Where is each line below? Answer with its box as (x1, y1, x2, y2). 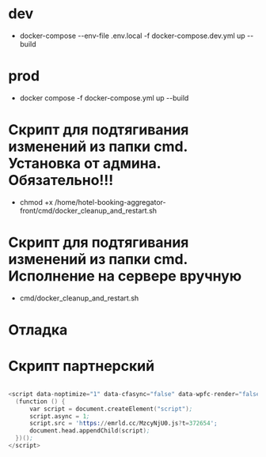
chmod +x (19, 197, 53, 206)
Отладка (8, 321, 68, 338)
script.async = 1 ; (28, 412, 90, 420)
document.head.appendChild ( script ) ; (28, 427, 150, 435)
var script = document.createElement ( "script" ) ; (28, 405, 193, 413)
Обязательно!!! (8, 172, 114, 190)
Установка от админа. (8, 155, 161, 172)
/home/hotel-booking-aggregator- (54, 197, 166, 206)
